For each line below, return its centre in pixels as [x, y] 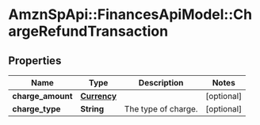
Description [161, 83]
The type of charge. [161, 109]
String [92, 109]
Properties [35, 61]
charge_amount [42, 96]
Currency [99, 96]
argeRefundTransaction [88, 31]
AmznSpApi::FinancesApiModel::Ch [130, 15]
